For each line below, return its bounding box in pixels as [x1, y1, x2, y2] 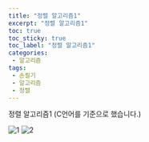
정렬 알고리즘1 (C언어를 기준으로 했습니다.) [8, 109, 142, 119]
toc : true [8, 26, 42, 34]
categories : [8, 49, 48, 57]
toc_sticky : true [8, 34, 66, 43]
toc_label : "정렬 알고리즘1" [8, 42, 96, 50]
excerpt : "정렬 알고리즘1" [8, 19, 88, 27]
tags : [8, 64, 26, 72]
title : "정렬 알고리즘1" [8, 11, 82, 20]
